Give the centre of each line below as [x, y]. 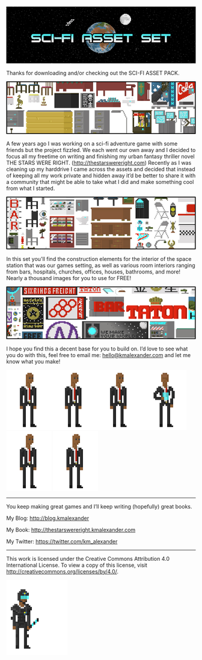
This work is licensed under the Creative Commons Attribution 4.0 [88, 558]
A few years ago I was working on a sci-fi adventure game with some [92, 143]
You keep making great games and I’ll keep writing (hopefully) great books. [99, 506]
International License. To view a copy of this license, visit [77, 565]
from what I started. [31, 188]
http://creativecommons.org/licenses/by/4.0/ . [63, 571]
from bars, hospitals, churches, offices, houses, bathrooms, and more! [93, 272]
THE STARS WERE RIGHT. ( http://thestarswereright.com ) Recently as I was [99, 162]
